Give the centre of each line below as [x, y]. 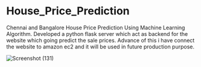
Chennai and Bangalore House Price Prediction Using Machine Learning [96, 28]
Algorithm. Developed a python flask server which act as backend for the [97, 33]
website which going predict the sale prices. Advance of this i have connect [101, 40]
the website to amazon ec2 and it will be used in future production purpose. [101, 47]
